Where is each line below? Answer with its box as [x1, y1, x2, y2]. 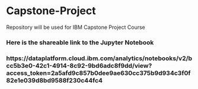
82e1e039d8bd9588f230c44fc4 [6, 76, 103, 84]
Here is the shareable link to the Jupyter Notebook [6, 38, 154, 47]
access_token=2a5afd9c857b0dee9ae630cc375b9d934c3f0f [6, 69, 191, 77]
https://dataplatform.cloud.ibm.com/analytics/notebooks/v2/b [6, 54, 193, 62]
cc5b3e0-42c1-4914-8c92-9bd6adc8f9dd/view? [6, 61, 152, 70]
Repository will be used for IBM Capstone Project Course [6, 24, 145, 31]
